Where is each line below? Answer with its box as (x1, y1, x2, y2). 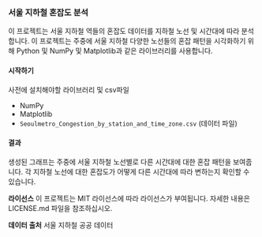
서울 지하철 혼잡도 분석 (8, 6, 89, 17)
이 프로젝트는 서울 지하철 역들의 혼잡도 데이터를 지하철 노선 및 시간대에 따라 (8, 26, 240, 36)
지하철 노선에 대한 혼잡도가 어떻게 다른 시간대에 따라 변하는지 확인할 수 (32, 167, 250, 176)
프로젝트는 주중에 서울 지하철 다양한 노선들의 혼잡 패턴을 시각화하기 (39, 36, 246, 46)
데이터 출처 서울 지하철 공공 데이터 (8, 220, 114, 230)
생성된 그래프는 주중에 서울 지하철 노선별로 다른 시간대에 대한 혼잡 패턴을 (8, 156, 231, 167)
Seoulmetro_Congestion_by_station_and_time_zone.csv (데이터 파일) (19, 118, 238, 128)
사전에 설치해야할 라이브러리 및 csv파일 (8, 85, 130, 94)
